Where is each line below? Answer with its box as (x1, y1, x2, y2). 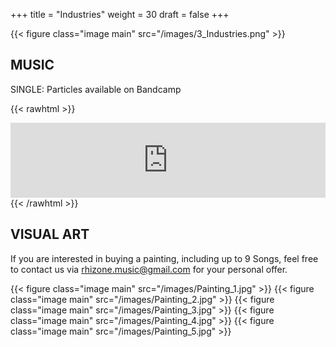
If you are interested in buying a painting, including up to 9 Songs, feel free (10, 252, 319, 264)
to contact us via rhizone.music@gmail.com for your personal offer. (10, 263, 288, 275)
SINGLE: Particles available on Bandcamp (10, 83, 182, 95)
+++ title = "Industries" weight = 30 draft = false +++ (10, 9, 230, 20)
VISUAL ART (10, 226, 90, 243)
